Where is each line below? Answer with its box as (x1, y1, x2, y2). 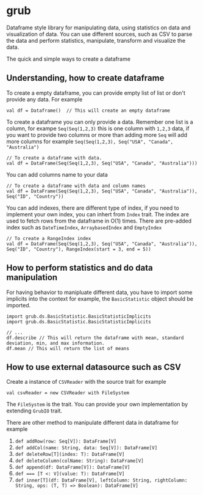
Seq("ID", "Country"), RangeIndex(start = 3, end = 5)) (6, 246, 151, 252)
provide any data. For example (6, 95, 83, 103)
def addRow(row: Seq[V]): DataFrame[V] (15, 438, 117, 445)
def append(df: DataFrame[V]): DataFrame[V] (15, 464, 130, 471)
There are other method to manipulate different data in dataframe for (6, 419, 179, 427)
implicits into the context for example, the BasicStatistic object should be (6, 295, 194, 302)
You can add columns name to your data (6, 170, 108, 178)
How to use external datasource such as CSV (6, 362, 182, 372)
